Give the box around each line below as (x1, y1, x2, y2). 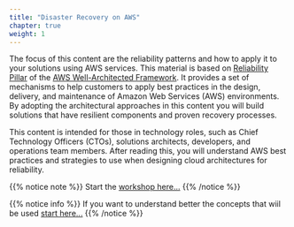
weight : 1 (9, 29, 46, 38)
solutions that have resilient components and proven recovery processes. (9, 110, 277, 120)
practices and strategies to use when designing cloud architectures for (9, 155, 267, 166)
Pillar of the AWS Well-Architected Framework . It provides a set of (9, 72, 250, 83)
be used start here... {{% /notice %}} (9, 208, 143, 219)
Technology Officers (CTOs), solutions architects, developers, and (9, 136, 251, 147)
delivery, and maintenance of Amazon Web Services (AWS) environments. (9, 91, 280, 102)
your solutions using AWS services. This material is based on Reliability (9, 63, 268, 73)
